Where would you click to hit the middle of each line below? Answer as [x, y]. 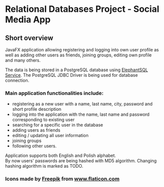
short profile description [37, 109]
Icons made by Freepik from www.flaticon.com [62, 179]
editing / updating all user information [50, 136]
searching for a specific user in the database [58, 125]
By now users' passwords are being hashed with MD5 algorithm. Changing [81, 161]
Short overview [29, 38]
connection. [17, 80]
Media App [28, 20]
